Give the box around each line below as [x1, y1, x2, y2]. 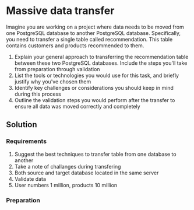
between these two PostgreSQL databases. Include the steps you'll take [14, 60, 188, 66]
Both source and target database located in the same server [14, 169, 159, 176]
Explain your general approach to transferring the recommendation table [14, 53, 189, 60]
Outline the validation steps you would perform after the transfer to [14, 96, 175, 103]
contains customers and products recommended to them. [6, 42, 144, 49]
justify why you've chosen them [14, 78, 91, 85]
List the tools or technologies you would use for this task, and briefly [14, 72, 179, 79]
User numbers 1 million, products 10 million [14, 181, 118, 188]
